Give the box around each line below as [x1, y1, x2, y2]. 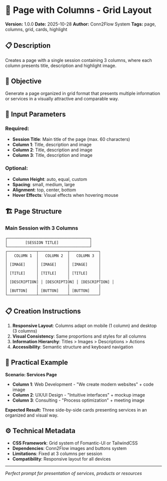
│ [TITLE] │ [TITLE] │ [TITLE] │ [5, 271, 101, 276]
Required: [5, 125, 30, 132]
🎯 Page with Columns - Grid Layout [5, 4, 152, 16]
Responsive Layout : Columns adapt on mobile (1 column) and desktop [12, 323, 157, 329]
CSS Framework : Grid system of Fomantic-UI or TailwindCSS [12, 440, 138, 446]
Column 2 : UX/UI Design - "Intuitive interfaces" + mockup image [12, 392, 145, 398]
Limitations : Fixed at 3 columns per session [12, 451, 103, 457]
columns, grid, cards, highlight [5, 26, 68, 32]
